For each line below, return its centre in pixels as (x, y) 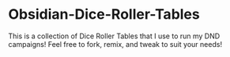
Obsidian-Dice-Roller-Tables (104, 14)
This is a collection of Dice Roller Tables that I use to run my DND (114, 36)
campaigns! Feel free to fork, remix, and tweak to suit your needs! (115, 44)
